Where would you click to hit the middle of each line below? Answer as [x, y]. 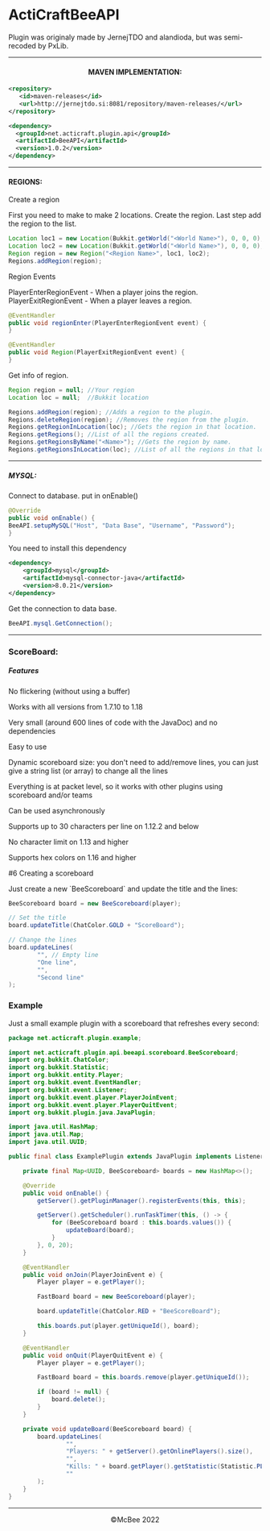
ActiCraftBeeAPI [64, 15]
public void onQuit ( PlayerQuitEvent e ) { [93, 1355]
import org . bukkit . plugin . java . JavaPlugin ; [82, 1113]
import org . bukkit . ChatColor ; [59, 1060]
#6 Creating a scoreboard [51, 873]
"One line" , [57, 962]
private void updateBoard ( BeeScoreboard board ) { [108, 1429]
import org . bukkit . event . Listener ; [68, 1090]
